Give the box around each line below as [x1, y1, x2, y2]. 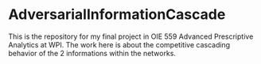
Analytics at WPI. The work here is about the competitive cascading [8, 40, 231, 49]
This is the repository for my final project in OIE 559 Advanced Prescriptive [8, 32, 254, 41]
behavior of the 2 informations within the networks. [8, 48, 177, 58]
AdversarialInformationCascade [8, 6, 226, 24]
